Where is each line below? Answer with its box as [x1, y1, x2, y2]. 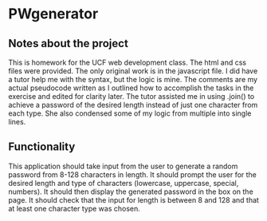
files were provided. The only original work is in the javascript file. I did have [8, 66, 258, 76]
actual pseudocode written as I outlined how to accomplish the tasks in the [8, 83, 254, 93]
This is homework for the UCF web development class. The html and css [8, 57, 247, 67]
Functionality [8, 140, 76, 154]
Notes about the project [8, 37, 129, 50]
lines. [8, 117, 26, 126]
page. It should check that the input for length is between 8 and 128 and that [8, 195, 259, 204]
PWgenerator [8, 5, 99, 23]
